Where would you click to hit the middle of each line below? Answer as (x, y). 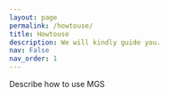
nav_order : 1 (33, 59)
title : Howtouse (39, 34)
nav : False (29, 51)
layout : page (33, 17)
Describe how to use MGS (57, 84)
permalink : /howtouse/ (51, 26)
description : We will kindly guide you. (85, 42)
